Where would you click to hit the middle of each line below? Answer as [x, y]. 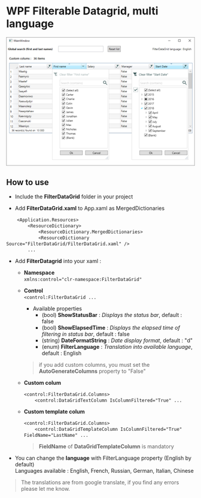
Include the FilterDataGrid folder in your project [74, 197]
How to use [28, 182]
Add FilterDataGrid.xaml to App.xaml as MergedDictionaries [90, 209]
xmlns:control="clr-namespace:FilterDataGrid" [83, 280]
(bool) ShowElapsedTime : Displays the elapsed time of [111, 328]
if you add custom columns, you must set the [94, 365]
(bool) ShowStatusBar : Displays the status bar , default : [112, 315]
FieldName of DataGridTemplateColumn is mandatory [106, 446]
